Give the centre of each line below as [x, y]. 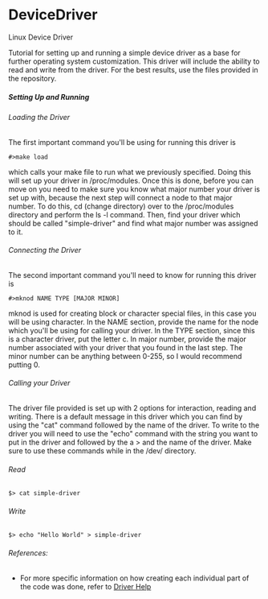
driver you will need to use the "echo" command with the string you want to [133, 433]
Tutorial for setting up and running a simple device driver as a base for [124, 52]
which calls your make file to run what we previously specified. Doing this [130, 171]
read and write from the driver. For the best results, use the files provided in [133, 69]
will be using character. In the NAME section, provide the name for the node [134, 322]
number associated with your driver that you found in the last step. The [126, 347]
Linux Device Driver [41, 37]
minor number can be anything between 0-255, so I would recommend [125, 356]
